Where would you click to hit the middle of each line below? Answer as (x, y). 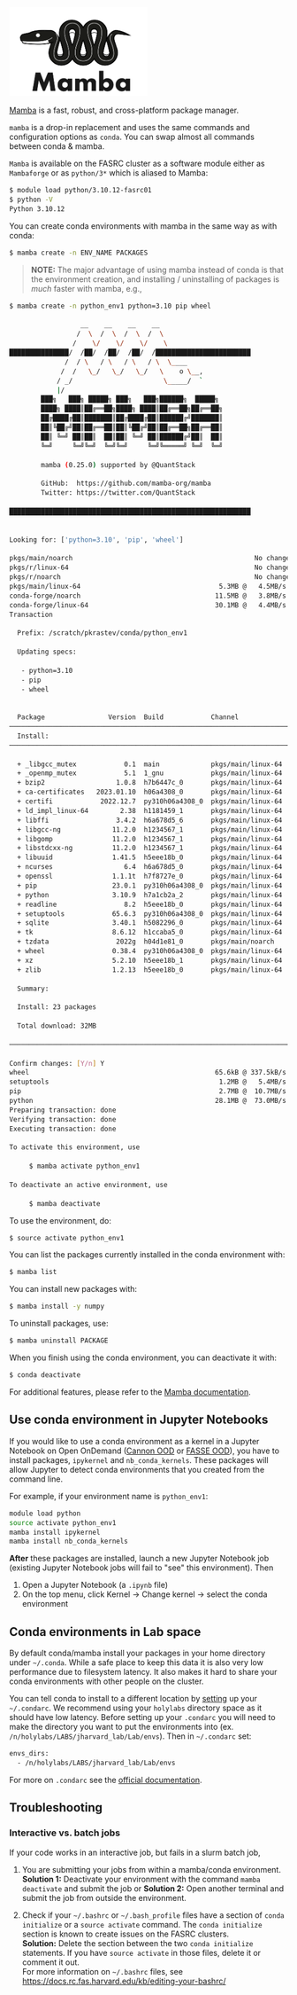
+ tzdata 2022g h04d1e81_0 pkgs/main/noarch (146, 942)
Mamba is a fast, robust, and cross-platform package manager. (124, 110)
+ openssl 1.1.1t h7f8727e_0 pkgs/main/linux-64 (150, 876)
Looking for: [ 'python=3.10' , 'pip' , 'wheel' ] (96, 540)
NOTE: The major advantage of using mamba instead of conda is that (157, 270)
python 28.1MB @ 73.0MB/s (148, 1101)
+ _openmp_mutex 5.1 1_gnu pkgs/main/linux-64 (150, 773)
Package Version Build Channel (128, 717)
